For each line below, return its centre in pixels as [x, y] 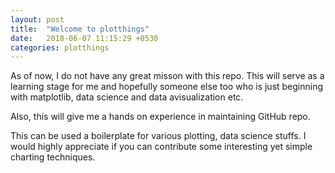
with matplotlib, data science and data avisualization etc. [127, 97]
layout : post [37, 19]
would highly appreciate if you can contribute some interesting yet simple [161, 147]
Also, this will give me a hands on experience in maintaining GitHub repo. [160, 117]
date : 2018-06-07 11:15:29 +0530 [84, 38]
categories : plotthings [60, 47]
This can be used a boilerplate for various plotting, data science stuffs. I [158, 136]
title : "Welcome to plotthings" [80, 29]
